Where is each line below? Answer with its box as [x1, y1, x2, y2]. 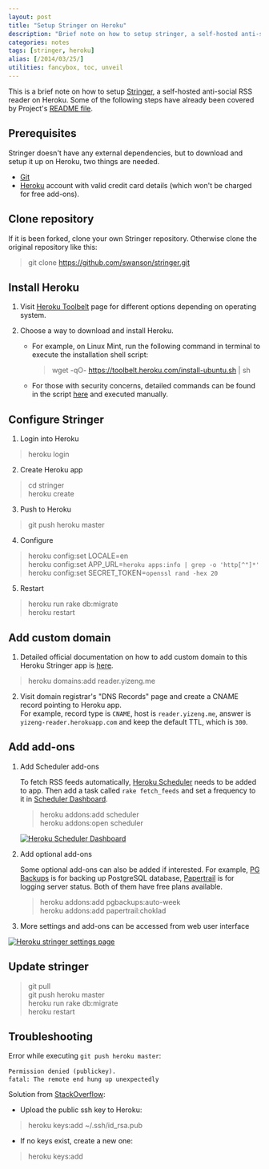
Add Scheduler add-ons [19, 761, 100, 771]
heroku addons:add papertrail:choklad [39, 906, 167, 915]
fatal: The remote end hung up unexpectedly [8, 1075, 159, 1084]
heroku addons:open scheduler [39, 817, 144, 828]
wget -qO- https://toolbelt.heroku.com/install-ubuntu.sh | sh [51, 365, 251, 376]
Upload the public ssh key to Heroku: [19, 1105, 143, 1115]
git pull [27, 981, 50, 990]
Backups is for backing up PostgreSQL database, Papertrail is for [19, 873, 235, 882]
